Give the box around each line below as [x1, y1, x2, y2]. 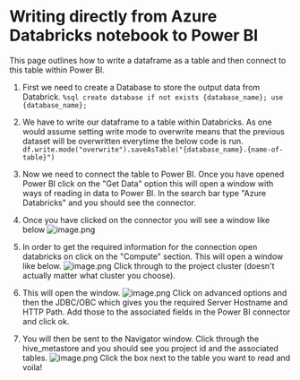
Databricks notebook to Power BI [9, 25, 259, 46]
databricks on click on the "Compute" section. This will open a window [21, 251, 284, 262]
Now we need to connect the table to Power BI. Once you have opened [21, 168, 285, 179]
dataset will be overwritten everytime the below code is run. [21, 135, 244, 146]
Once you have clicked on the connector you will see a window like [21, 214, 270, 225]
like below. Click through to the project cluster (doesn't [21, 260, 275, 271]
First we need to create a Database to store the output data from [21, 82, 261, 92]
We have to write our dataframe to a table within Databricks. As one [21, 117, 272, 127]
